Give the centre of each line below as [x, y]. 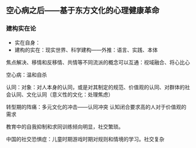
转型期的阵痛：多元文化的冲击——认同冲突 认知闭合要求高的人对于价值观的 [96, 106]
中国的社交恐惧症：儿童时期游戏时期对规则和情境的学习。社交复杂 [85, 139]
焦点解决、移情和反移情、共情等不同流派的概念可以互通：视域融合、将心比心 [98, 62]
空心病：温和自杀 [27, 74]
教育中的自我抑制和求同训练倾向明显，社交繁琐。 [65, 126]
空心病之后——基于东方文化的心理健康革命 [83, 11]
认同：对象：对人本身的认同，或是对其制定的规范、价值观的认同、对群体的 [95, 87]
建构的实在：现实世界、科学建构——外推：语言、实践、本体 [86, 50]
